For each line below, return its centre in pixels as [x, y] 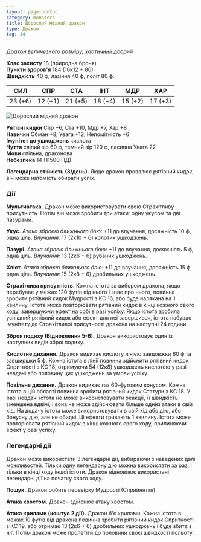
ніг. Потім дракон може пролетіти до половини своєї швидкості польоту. [100, 532]
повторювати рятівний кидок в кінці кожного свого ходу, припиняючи [97, 424]
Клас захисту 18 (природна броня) [51, 63]
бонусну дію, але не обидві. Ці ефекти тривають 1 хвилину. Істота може [99, 417]
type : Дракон [23, 29]
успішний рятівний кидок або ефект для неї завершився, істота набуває [99, 318]
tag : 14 [16, 34]
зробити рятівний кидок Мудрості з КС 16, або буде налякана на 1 [91, 298]
